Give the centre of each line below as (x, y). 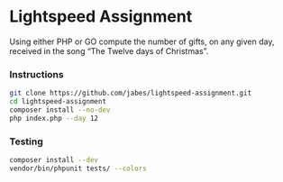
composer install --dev (54, 160)
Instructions (37, 74)
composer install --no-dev (60, 110)
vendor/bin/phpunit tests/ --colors (78, 168)
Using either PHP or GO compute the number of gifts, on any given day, (142, 41)
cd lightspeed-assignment (58, 102)
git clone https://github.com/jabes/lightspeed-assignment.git (131, 93)
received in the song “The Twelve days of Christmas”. (109, 50)
